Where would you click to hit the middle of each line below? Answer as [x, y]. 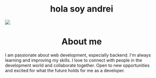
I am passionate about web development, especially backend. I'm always [78, 55]
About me [82, 42]
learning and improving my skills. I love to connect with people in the [74, 60]
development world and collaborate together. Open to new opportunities [77, 65]
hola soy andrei [82, 9]
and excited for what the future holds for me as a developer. [65, 70]
